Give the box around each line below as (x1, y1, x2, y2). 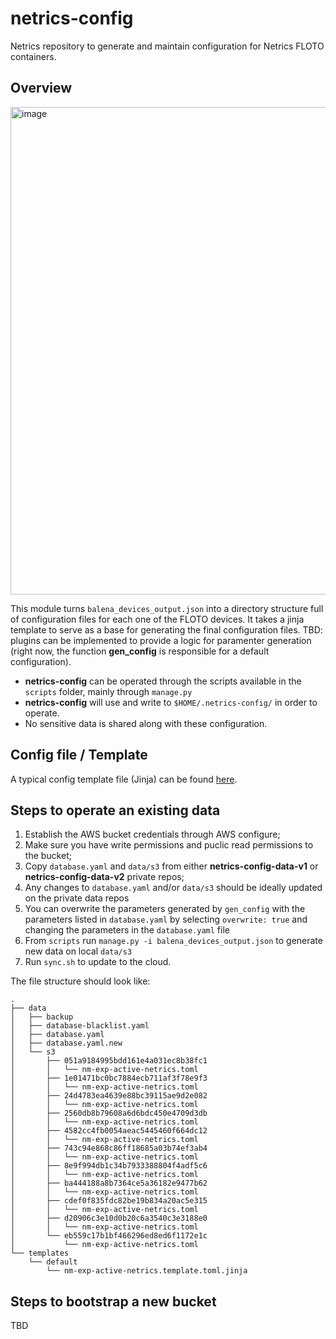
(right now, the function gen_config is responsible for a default (10, 645, 270, 657)
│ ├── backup (10, 1012, 74, 1022)
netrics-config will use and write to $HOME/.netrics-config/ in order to (24, 696, 318, 708)
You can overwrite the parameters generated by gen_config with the (24, 903, 306, 915)
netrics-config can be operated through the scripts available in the (24, 675, 302, 687)
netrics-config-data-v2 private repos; (24, 871, 185, 883)
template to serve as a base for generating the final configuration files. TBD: (10, 623, 323, 636)
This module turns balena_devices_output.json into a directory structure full (10, 602, 324, 614)
